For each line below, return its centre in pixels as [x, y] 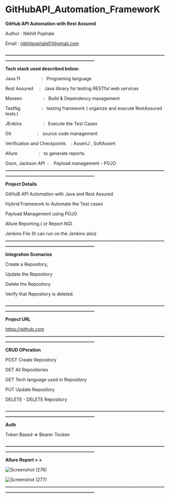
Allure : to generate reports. [45, 153]
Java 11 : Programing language [48, 78]
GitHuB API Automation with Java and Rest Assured [59, 194]
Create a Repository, [27, 264]
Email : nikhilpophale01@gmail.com [42, 43]
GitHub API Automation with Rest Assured [51, 24]
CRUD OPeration [23, 350]
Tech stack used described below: [42, 69]
